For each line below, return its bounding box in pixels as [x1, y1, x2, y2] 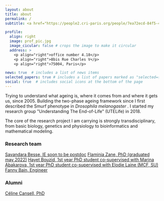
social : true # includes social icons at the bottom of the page [5, 79, 143, 85]
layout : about [5, 7, 34, 12]
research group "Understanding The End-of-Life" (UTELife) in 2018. [5, 108, 142, 114]
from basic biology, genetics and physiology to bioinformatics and [5, 123, 138, 129]
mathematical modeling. [5, 128, 54, 134]
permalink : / [5, 16, 32, 21]
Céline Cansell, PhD [5, 190, 45, 196]
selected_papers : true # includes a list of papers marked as [5, 75, 134, 80]
